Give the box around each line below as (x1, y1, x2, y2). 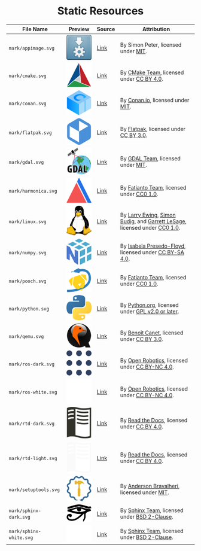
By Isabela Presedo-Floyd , (120, 242, 186, 249)
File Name (22, 26, 48, 33)
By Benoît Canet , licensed (120, 329, 184, 336)
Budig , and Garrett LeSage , (120, 217, 187, 225)
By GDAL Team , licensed (120, 155, 181, 162)
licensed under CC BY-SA (120, 249, 184, 255)
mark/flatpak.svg (8, 130, 52, 136)
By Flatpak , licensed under (120, 126, 186, 133)
